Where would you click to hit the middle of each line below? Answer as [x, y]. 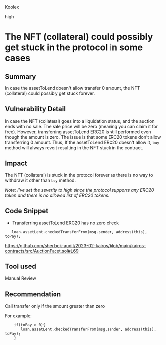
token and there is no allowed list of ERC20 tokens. [57, 195]
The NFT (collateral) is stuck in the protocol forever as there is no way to [79, 175]
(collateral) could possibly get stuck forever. [50, 93]
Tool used [21, 266]
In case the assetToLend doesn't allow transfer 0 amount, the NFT [73, 88]
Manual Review [21, 278]
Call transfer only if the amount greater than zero [55, 306]
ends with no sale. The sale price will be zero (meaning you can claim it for [81, 126]
